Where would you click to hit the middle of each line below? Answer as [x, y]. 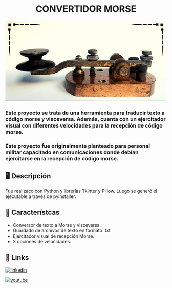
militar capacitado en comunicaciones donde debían [72, 152]
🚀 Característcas [33, 213]
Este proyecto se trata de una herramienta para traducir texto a [85, 113]
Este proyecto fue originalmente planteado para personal [78, 146]
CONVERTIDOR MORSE [86, 9]
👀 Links [17, 258]
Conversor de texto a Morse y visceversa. [57, 225]
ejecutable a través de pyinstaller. [41, 196]
